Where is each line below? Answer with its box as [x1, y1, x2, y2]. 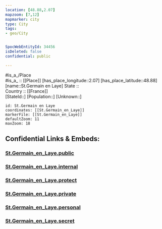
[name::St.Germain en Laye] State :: [5, 83, 79, 89]
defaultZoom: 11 [5, 117, 39, 122]
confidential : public [5, 53, 51, 59]
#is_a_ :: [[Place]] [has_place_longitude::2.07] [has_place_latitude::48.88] [5, 77, 157, 83]
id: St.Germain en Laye [5, 103, 56, 108]
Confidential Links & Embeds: [5, 135, 100, 143]
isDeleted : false [5, 49, 42, 54]
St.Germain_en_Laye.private [5, 190, 77, 197]
